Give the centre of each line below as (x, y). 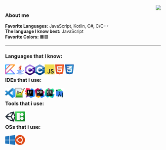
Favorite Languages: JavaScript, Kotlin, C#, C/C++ (57, 26)
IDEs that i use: (23, 80)
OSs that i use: (23, 127)
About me (17, 15)
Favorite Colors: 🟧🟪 (27, 37)
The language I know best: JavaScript (44, 31)
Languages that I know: (34, 56)
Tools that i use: (25, 103)
